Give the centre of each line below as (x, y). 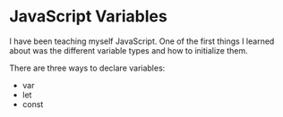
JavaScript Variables (88, 17)
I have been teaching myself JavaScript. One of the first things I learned (142, 41)
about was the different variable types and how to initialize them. (129, 50)
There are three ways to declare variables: (87, 68)
